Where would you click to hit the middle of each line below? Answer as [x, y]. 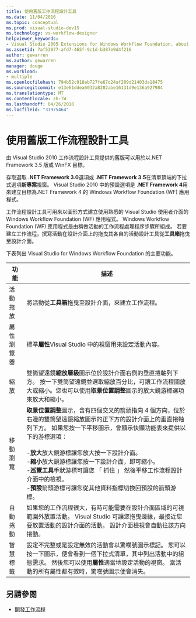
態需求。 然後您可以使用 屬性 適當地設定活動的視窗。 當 [101, 563]
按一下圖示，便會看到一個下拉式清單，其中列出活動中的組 [105, 554]
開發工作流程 [30, 609]
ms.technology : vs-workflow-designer [52, 33]
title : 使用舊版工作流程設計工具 [41, 11]
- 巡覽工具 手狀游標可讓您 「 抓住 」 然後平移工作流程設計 [104, 470]
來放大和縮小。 [47, 400]
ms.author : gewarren [31, 60]
